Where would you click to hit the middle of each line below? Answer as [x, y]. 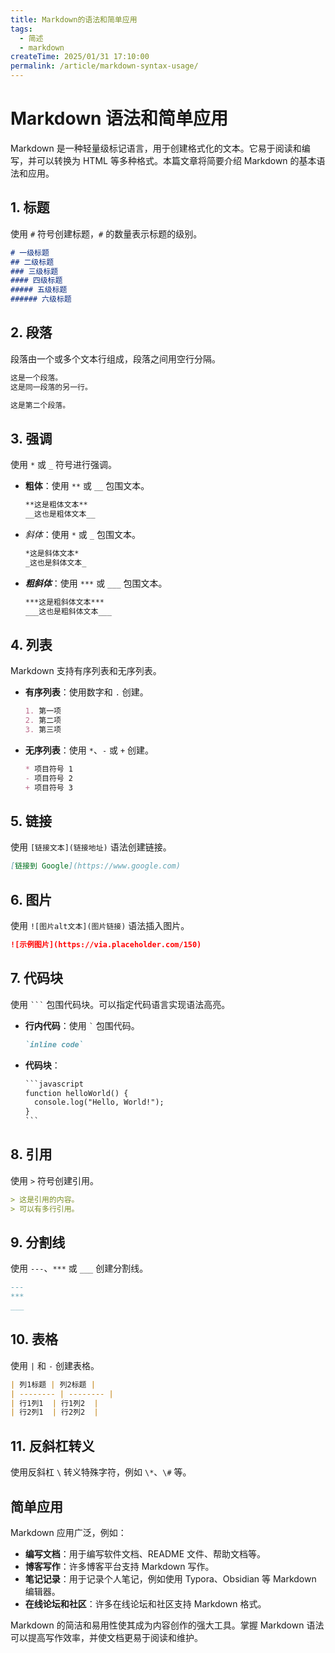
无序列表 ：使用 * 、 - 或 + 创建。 [89, 750]
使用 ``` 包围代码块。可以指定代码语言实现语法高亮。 [120, 1004]
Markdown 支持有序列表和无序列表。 [86, 671]
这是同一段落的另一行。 [51, 387]
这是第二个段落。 [40, 405]
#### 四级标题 [36, 281]
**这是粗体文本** [56, 505]
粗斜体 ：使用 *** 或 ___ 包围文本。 [96, 583]
